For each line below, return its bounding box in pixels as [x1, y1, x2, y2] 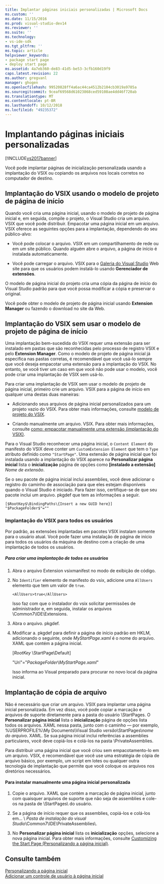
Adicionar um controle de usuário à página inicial [5, 873, 104, 879]
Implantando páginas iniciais [5, 129, 125, 140]
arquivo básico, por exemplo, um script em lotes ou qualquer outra [5, 757, 140, 763]
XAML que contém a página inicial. [12, 640, 83, 646]
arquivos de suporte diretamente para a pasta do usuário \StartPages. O [5, 712, 151, 718]
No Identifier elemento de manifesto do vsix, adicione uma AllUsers [12, 577, 153, 583]
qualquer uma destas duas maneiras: [5, 391, 80, 397]
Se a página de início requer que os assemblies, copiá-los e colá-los [12, 810, 150, 816]
